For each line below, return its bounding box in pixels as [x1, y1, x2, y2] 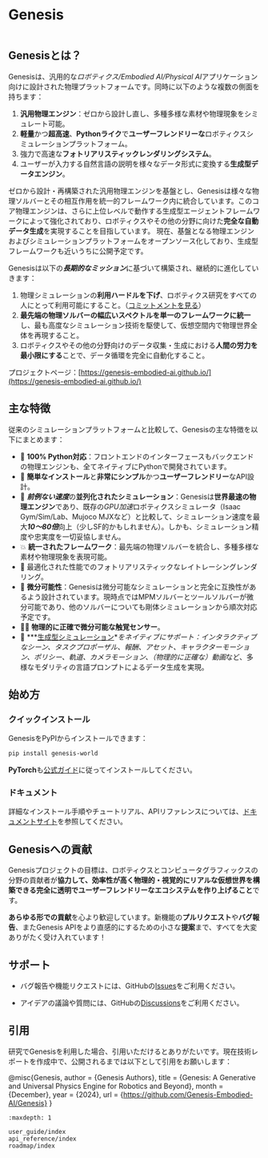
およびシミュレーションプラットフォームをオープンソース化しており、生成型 [8, 236, 258, 245]
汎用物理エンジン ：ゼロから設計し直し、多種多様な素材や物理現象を [19, 108, 245, 118]
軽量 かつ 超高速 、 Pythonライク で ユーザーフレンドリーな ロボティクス [19, 128, 247, 138]
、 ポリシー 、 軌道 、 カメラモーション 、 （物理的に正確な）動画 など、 [26, 652, 247, 662]
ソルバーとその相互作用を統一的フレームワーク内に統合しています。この [14, 196, 253, 205]
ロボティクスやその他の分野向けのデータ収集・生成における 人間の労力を [19, 340, 258, 350]
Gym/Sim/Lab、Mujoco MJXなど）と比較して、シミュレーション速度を [19, 512, 254, 521]
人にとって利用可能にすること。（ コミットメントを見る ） [19, 300, 206, 310]
